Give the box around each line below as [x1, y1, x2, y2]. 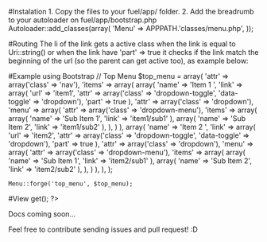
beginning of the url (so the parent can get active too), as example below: [8, 56, 249, 65]
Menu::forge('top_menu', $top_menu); [8, 180, 133, 188]
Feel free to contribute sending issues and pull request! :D [8, 224, 199, 234]
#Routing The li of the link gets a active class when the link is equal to [8, 39, 236, 49]
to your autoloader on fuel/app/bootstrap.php [8, 15, 157, 25]
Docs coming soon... [8, 209, 76, 218]
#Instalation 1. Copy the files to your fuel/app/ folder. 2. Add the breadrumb [8, 7, 254, 16]
